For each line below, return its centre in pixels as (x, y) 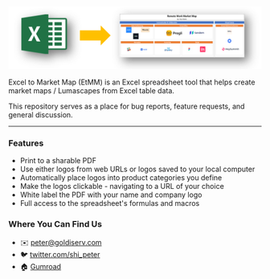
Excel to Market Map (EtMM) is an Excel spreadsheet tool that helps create (132, 82)
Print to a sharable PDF (58, 161)
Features (26, 143)
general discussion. (41, 115)
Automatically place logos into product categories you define (121, 178)
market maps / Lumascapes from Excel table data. (92, 91)
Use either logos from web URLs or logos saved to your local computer (137, 169)
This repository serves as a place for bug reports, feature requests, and (127, 106)
